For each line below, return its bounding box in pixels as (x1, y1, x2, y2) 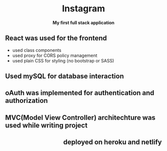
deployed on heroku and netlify (63, 138, 162, 147)
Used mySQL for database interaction (5, 72, 124, 80)
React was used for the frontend (5, 34, 107, 43)
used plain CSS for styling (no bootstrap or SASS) (12, 57, 114, 63)
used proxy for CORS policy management (12, 52, 98, 58)
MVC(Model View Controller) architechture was (5, 113, 156, 122)
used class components (12, 47, 62, 53)
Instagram (62, 3, 105, 14)
